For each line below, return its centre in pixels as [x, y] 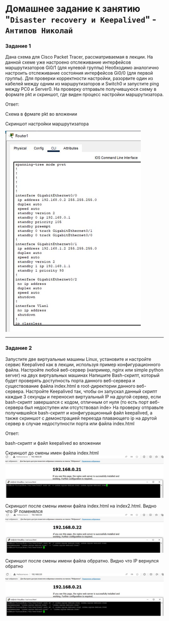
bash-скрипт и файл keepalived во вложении [53, 443]
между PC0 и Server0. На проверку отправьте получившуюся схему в [81, 89]
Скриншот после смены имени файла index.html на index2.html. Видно [81, 506]
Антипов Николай [39, 31]
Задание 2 [19, 348]
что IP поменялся [24, 511]
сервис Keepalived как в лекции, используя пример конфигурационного [83, 365]
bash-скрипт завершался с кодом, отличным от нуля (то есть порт [77, 402]
